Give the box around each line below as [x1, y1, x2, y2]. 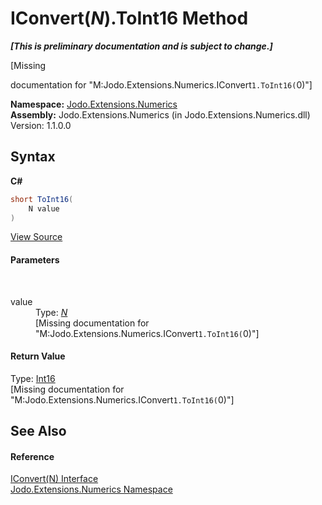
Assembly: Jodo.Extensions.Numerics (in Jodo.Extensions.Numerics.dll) [10, 108, 311, 121]
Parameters [10, 253, 60, 266]
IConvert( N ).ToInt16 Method [10, 7, 249, 30]
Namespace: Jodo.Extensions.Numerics [10, 98, 178, 110]
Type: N [35, 306, 68, 318]
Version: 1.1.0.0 [10, 119, 72, 131]
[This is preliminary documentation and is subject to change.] [10, 40, 273, 52]
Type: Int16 [10, 372, 56, 384]
